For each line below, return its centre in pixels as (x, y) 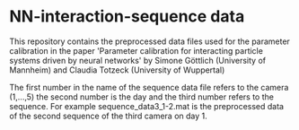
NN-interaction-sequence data (127, 17)
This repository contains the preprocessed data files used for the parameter (149, 41)
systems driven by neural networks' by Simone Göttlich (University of (138, 60)
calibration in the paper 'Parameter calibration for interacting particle (136, 50)
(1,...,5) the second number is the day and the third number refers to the (141, 97)
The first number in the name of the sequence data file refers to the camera (149, 87)
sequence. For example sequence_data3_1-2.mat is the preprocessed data (147, 106)
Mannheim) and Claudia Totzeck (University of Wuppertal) (117, 70)
